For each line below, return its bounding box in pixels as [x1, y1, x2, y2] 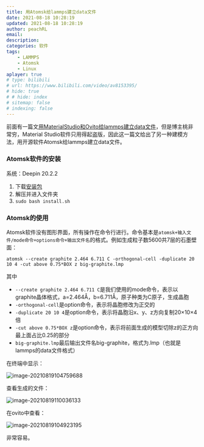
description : [6, 37, 40, 43]
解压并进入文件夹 [15, 190, 58, 198]
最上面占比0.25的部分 [15, 332, 70, 339]
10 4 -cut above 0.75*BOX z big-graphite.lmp [6, 262, 124, 268]
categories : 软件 [6, 43, 49, 49]
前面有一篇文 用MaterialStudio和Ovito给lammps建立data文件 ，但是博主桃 [6, 123, 188, 130]
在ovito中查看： [6, 409, 46, 417]
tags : [6, 49, 20, 55]
